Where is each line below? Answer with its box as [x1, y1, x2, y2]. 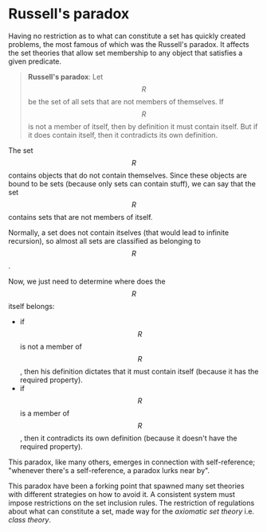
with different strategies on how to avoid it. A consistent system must [8, 489, 235, 499]
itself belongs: [8, 301, 55, 311]
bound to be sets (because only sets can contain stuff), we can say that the [8, 178, 257, 188]
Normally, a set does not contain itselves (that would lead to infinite [8, 228, 230, 237]
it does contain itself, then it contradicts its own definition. [27, 130, 218, 139]
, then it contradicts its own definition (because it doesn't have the [19, 433, 238, 443]
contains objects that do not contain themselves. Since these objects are [8, 170, 247, 180]
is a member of [19, 408, 70, 418]
